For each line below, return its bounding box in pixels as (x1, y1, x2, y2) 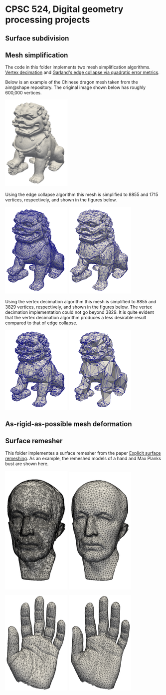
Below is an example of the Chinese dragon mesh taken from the (5, 79, 139, 85)
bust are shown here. (5, 461, 49, 467)
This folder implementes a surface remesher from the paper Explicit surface (5, 450, 161, 456)
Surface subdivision (5, 34, 69, 42)
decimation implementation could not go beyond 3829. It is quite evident (5, 309, 155, 315)
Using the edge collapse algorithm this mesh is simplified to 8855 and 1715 (5, 191, 159, 198)
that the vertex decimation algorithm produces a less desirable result (5, 314, 147, 320)
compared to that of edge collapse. (5, 320, 78, 326)
